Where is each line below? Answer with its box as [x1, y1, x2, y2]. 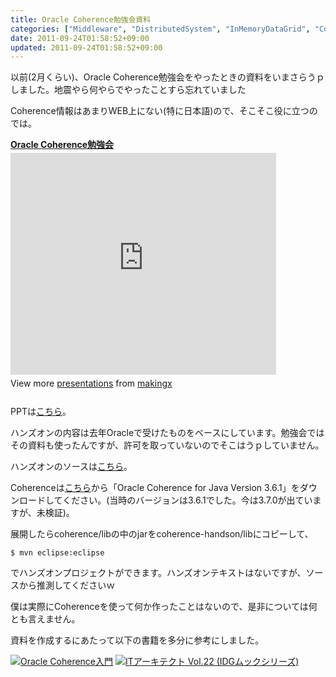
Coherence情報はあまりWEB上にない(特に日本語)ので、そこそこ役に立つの [10, 105, 318, 117]
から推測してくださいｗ [18, 579, 116, 591]
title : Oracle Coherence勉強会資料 [10, 14, 152, 25]
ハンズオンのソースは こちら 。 [10, 461, 133, 473]
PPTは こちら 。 [10, 406, 72, 418]
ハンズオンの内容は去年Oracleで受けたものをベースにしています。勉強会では [10, 427, 325, 439]
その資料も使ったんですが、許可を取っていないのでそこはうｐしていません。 [10, 439, 325, 451]
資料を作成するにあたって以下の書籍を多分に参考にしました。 [10, 634, 265, 646]
